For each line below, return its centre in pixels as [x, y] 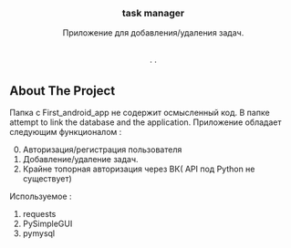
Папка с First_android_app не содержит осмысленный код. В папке [140, 113]
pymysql [39, 233]
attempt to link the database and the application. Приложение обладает [145, 122]
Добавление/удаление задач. [80, 160]
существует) [47, 179]
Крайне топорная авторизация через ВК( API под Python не [139, 169]
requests [39, 214]
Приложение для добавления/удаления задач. [153, 33]
